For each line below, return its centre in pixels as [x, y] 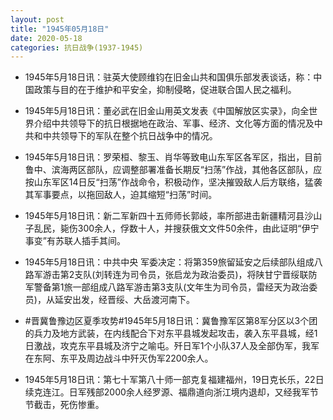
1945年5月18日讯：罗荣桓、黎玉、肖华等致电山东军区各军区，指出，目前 [173, 157]
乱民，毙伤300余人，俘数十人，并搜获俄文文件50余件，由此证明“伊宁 [176, 228]
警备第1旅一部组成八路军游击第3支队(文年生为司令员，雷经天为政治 [171, 287]
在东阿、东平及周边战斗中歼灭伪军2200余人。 [119, 358]
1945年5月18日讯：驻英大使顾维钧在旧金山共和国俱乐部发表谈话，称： [169, 77]
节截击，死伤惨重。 [64, 405]
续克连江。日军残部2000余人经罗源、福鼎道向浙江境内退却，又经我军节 [171, 392]
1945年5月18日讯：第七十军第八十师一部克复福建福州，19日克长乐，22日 [174, 380]
